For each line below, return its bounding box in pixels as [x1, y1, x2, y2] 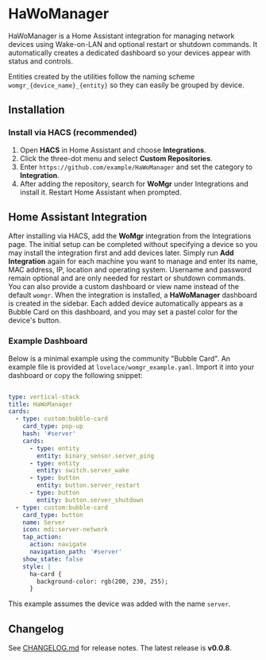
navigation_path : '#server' [29, 548, 123, 556]
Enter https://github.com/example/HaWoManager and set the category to [19, 162, 253, 172]
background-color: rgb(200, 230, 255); [37, 577, 169, 585]
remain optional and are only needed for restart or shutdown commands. [8, 273, 246, 283]
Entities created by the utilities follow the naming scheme [8, 71, 195, 81]
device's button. [8, 315, 61, 326]
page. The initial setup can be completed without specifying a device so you [8, 240, 258, 249]
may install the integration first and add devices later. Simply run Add [8, 248, 234, 258]
